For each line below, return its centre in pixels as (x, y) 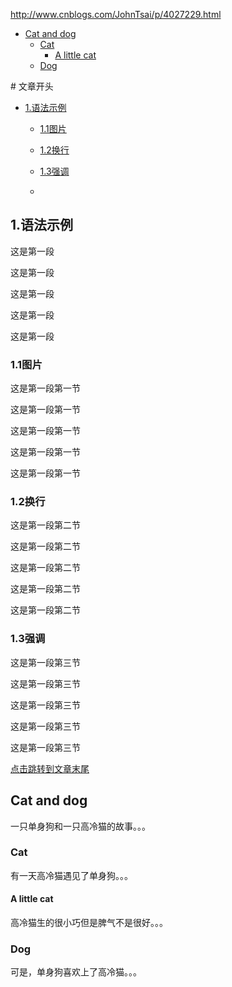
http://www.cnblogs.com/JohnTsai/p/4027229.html (116, 14)
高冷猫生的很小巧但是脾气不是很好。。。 (89, 923)
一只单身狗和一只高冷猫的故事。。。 (80, 826)
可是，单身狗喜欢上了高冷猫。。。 (76, 972)
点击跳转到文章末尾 (50, 768)
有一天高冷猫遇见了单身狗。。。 (71, 875)
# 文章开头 (32, 86)
